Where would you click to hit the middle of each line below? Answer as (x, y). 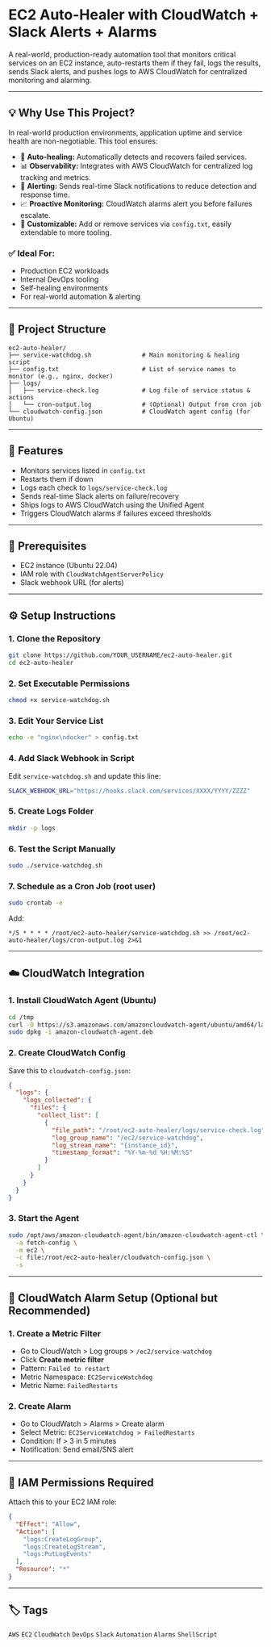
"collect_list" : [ (68, 1115)
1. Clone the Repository (54, 638)
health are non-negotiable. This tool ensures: (83, 141)
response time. (45, 194)
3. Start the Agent (44, 1219)
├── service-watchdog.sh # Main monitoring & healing (124, 355)
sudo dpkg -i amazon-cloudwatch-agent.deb (81, 1032)
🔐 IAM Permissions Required (81, 1482)
